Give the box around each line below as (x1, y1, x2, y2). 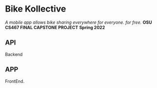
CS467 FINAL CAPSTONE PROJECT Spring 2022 (5, 24, 105, 30)
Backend (5, 51, 23, 57)
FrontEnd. (5, 78, 25, 84)
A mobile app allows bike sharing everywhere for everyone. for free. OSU (5, 19, 152, 25)
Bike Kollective (5, 3, 67, 15)
